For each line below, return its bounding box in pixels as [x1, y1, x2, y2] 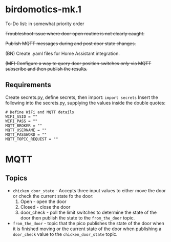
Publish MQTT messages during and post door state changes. [5, 40, 136, 47]
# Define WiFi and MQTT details [5, 109, 74, 115]
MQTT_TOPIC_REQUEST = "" [5, 136, 58, 142]
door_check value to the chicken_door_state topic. [12, 231, 118, 237]
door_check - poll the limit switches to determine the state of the [20, 209, 157, 215]
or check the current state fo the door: [12, 193, 94, 199]
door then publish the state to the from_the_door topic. [20, 214, 135, 221]
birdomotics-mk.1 [5, 4, 82, 15]
